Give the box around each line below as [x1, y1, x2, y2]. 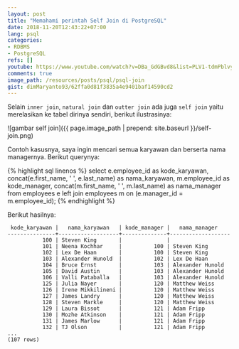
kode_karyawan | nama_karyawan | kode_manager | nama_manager [10, 225, 218, 232]
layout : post [7, 10, 46, 18]
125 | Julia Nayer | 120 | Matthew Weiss [42, 280, 215, 288]
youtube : [7, 63, 33, 70]
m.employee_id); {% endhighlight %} [7, 197, 115, 205]
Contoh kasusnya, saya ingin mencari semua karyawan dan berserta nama [7, 145, 226, 154]
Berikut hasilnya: [7, 210, 56, 219]
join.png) [7, 131, 34, 140]
